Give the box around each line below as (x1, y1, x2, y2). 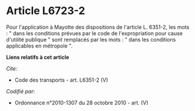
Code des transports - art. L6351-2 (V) (14, 76, 108, 83)
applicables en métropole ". (6, 42, 72, 49)
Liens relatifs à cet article (6, 53, 70, 60)
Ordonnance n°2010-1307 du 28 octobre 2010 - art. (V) (14, 99, 148, 106)
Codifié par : (6, 88, 35, 95)
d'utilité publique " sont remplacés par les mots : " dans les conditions (6, 36, 176, 43)
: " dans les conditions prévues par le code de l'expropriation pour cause (6, 29, 183, 36)
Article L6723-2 (6, 4, 85, 18)
